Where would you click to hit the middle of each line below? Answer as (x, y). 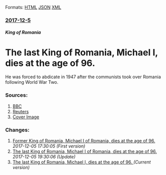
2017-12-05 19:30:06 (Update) (44, 157)
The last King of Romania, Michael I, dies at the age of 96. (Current (81, 162)
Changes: (17, 130)
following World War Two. (32, 82)
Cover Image (26, 117)
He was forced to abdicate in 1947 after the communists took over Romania (83, 77)
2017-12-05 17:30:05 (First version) (49, 146)
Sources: (17, 95)
